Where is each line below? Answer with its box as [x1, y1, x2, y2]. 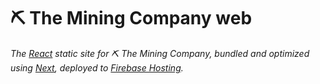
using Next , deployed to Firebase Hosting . [10, 61, 184, 74]
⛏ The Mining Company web [10, 7, 253, 30]
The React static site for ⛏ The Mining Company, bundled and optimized [10, 47, 310, 59]
